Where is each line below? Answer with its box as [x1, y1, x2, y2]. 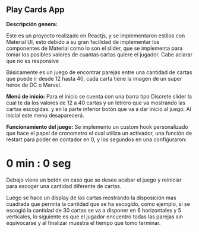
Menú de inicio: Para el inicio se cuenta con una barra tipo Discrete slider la [6, 93, 192, 100]
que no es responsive [6, 57, 59, 64]
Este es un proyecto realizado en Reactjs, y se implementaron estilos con [6, 32, 185, 39]
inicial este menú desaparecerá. [6, 112, 84, 119]
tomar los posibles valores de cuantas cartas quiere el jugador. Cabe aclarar [6, 50, 193, 58]
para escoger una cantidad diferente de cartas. [6, 182, 122, 189]
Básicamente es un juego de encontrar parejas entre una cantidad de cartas [6, 68, 192, 76]
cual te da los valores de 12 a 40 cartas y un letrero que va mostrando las [6, 99, 186, 106]
